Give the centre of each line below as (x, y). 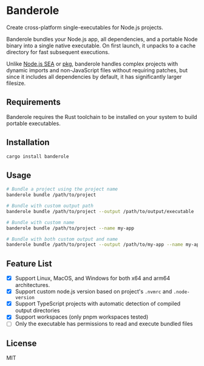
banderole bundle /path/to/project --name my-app (70, 228)
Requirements (33, 102)
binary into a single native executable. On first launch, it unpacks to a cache (101, 46)
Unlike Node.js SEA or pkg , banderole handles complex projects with (92, 64)
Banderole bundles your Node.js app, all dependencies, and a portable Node (102, 39)
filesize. (16, 83)
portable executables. (33, 123)
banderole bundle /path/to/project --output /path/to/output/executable (100, 211)
